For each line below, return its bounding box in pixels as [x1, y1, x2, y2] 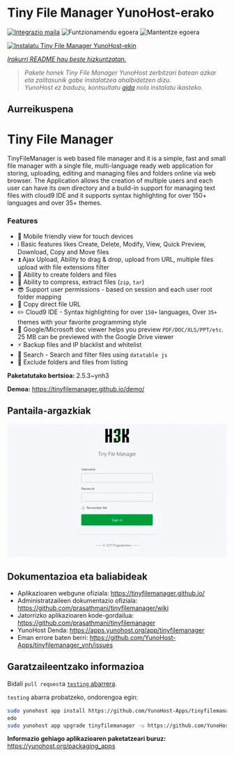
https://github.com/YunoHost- [89, 633, 176, 641]
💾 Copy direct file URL [17, 299, 81, 308]
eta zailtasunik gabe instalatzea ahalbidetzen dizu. [24, 75, 172, 84]
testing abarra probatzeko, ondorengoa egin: [7, 693, 139, 701]
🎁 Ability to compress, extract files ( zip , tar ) [17, 277, 145, 286]
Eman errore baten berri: [17, 633, 88, 641]
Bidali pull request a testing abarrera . [7, 679, 117, 687]
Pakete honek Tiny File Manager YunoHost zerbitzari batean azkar [24, 68, 217, 77]
